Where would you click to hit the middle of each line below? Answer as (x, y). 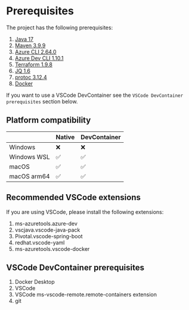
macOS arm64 (30, 176)
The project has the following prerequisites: (60, 27)
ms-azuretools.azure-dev (46, 223)
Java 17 (24, 39)
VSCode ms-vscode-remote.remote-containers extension (86, 294)
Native (65, 137)
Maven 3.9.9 (30, 45)
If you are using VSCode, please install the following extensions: (85, 212)
